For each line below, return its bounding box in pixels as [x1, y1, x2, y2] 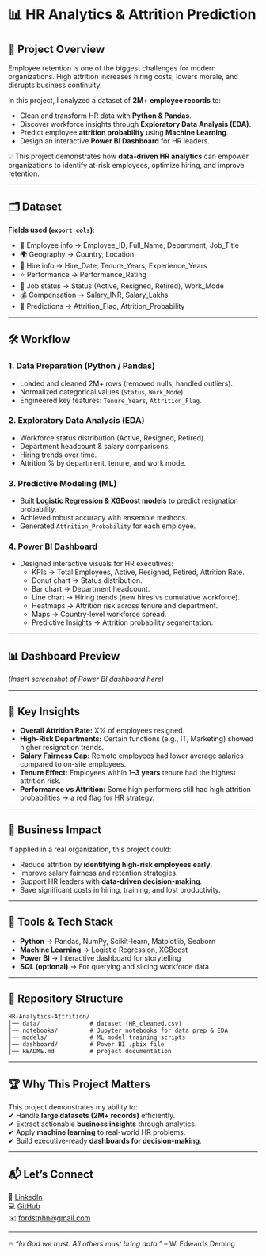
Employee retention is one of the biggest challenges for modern [8, 63, 216, 73]
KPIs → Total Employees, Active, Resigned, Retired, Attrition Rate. [31, 567, 245, 577]
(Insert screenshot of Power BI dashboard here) [8, 674, 165, 684]
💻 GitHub [8, 1201, 40, 1211]
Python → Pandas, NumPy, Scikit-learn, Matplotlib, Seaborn [19, 936, 216, 946]
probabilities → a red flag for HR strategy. [19, 793, 155, 803]
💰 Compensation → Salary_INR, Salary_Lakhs [19, 290, 169, 299]
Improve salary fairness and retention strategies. [19, 868, 178, 877]
